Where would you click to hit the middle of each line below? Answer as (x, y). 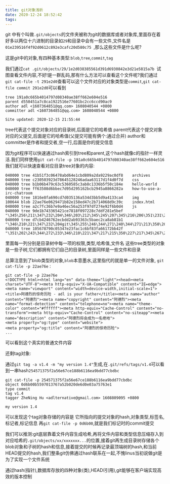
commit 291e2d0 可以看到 (41, 88)
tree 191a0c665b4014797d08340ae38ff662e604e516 (56, 98)
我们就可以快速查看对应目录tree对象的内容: (50, 166)
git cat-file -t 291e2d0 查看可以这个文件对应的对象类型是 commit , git (78, 81)
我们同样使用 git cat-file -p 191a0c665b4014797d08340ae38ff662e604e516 (88, 159)
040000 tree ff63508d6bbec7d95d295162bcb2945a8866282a (64, 189)
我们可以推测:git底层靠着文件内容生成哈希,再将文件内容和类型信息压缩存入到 (84, 434)
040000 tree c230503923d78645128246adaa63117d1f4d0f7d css (72, 180)
